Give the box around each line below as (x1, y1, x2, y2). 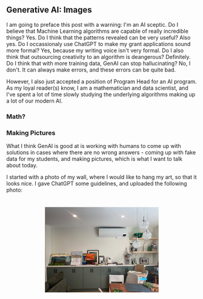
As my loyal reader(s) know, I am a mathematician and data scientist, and (6, 84, 189, 92)
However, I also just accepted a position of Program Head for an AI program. (6, 78, 197, 85)
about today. (6, 162, 38, 169)
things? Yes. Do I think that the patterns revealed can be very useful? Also (6, 33, 191, 41)
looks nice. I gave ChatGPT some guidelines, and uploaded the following (6, 180, 187, 187)
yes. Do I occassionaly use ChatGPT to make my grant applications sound (6, 40, 191, 47)
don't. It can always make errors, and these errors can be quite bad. (6, 66, 176, 73)
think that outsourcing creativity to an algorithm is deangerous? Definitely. (6, 53, 191, 60)
